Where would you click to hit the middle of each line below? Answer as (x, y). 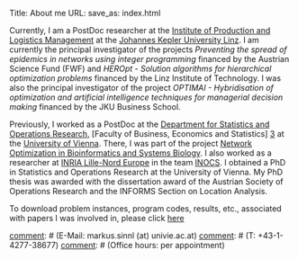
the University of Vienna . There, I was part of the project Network (131, 143)
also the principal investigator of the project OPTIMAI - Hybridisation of (142, 88)
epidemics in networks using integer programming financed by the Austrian (149, 59)
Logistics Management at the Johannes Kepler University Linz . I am (134, 40)
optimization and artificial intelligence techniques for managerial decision (146, 97)
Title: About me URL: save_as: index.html (85, 13)
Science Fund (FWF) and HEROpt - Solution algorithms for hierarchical (140, 68)
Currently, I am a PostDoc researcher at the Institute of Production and (140, 30)
